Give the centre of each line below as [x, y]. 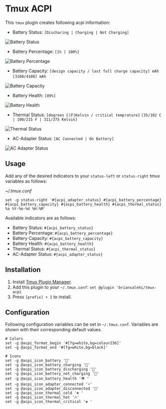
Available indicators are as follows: [41, 218]
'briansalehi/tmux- [137, 287]
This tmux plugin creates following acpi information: [58, 22]
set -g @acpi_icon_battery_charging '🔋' [48, 365]
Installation [23, 270]
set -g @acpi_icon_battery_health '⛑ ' [47, 379]
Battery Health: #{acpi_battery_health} [53, 243]
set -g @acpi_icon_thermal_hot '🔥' [42, 398]
